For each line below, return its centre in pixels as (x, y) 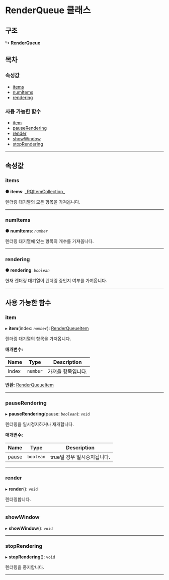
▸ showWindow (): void (29, 528)
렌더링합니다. (18, 499)
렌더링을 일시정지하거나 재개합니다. (39, 424)
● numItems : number (27, 231)
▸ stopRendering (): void (30, 557)
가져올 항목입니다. (68, 371)
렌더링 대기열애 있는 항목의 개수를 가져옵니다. (50, 241)
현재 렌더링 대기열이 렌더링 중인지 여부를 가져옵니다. (56, 281)
